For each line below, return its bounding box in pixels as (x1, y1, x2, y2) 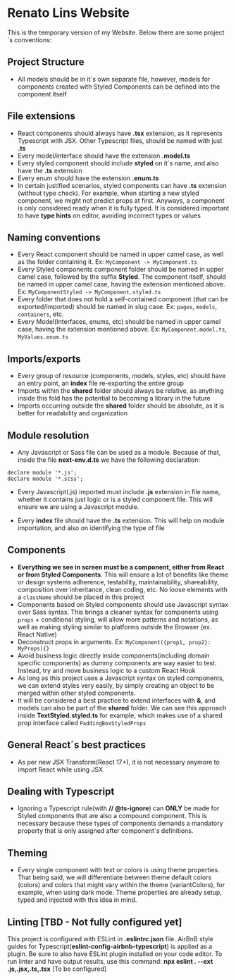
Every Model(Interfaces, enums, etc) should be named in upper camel (17, 318, 221, 326)
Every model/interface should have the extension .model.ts (17, 151, 191, 160)
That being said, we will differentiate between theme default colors (17, 873, 212, 881)
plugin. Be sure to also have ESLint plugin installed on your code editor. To (7, 950, 223, 958)
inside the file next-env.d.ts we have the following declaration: (17, 456, 201, 464)
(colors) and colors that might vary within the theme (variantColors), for (17, 881, 225, 889)
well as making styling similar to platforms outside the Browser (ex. (17, 622, 212, 631)
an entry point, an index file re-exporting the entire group (17, 379, 185, 388)
